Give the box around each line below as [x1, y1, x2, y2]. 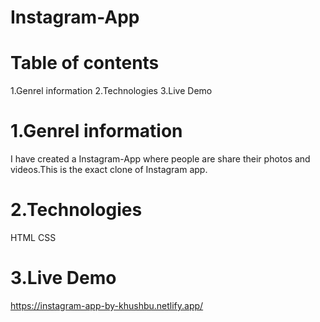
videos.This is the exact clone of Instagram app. [10, 164, 208, 176]
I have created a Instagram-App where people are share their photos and [10, 153, 311, 165]
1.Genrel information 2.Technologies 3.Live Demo [10, 85, 213, 97]
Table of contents [10, 52, 160, 75]
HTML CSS [10, 232, 57, 243]
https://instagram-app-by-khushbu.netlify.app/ [10, 299, 204, 311]
